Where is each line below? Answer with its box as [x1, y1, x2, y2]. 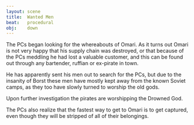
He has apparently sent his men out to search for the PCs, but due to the [6, 71, 182, 78]
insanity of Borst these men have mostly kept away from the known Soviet [6, 77, 186, 85]
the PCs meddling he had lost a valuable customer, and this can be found [6, 53, 183, 60]
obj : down [6, 25, 38, 31]
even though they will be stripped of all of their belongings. [6, 113, 149, 120]
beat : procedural [6, 19, 54, 25]
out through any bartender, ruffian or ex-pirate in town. [6, 60, 139, 67]
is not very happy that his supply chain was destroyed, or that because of [6, 48, 184, 55]
